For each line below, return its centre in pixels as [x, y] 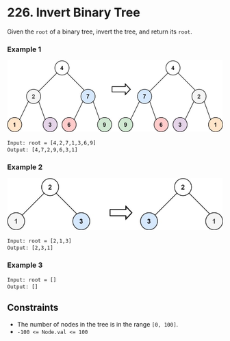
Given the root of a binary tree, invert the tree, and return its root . [100, 31]
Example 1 [24, 49]
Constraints [33, 308]
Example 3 [25, 265]
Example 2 [25, 167]
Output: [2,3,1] [30, 248]
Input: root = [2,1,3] [39, 241]
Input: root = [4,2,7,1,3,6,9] [52, 143]
